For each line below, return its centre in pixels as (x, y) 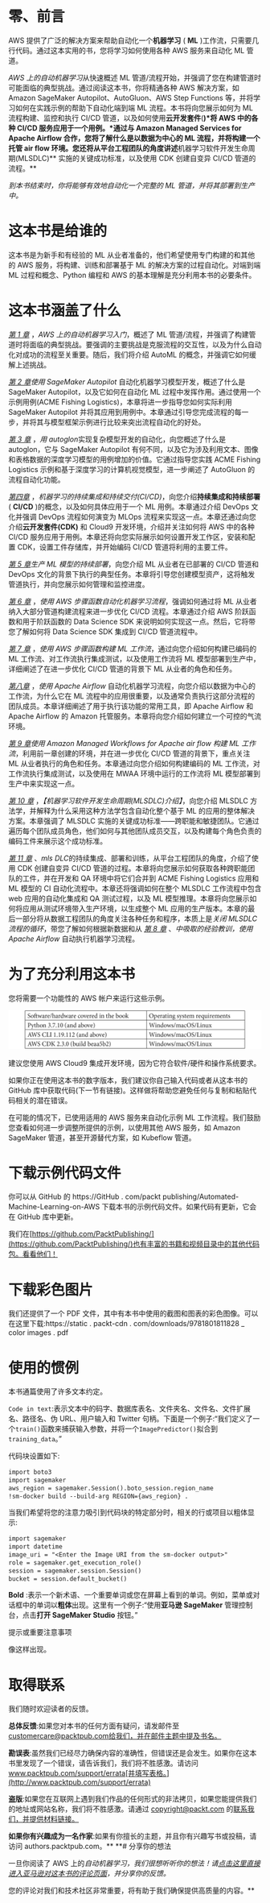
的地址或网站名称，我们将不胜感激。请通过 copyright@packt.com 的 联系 (128, 1809)
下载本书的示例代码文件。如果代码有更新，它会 (179, 1207)
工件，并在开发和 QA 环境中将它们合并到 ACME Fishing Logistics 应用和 (141, 878)
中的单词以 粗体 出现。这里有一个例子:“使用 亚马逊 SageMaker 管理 (131, 1605)
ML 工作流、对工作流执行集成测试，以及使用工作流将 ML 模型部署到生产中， (134, 658)
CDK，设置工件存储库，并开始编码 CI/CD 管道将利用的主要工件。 (125, 547)
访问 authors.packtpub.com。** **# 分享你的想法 (90, 1847)
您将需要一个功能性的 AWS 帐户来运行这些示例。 (89, 998)
